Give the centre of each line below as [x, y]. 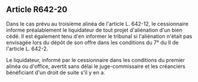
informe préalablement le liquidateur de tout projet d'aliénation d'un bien [94, 30]
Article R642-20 [37, 10]
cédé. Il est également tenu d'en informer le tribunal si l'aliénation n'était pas [99, 36]
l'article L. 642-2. [27, 49]
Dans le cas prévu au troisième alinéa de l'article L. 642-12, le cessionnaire [97, 23]
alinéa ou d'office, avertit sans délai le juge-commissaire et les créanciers [96, 66]
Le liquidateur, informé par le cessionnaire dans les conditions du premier [95, 60]
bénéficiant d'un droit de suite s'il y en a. [56, 72]
